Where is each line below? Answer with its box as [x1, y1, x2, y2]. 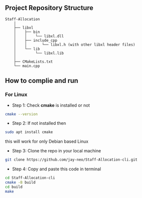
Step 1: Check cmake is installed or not [12, 102, 90, 108]
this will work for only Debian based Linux [5, 138, 89, 145]
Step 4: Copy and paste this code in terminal [12, 166, 101, 172]
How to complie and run [5, 77, 79, 85]
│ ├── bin [14, 29, 40, 34]
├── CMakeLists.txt [14, 59, 53, 64]
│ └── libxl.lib [14, 50, 64, 55]
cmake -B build [5, 180, 36, 185]
